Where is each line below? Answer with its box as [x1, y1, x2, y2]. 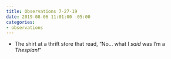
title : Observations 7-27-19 [6, 8, 78, 14]
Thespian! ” [14, 47, 42, 54]
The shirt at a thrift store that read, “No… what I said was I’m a [14, 40, 166, 47]
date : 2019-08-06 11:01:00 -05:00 [6, 14, 91, 20]
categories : [6, 19, 35, 25]
